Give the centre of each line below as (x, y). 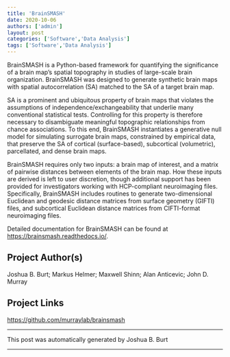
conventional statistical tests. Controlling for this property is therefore (105, 115)
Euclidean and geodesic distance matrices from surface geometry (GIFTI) (111, 201)
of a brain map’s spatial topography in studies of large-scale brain (100, 72)
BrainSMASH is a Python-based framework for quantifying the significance (113, 65)
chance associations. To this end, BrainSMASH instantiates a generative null (114, 129)
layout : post (26, 33)
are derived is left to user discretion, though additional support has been (109, 179)
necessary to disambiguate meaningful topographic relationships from (106, 122)
